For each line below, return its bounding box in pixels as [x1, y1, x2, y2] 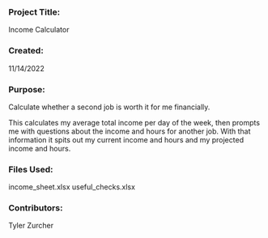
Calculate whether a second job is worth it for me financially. [8, 102, 211, 112]
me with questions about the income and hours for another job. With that [8, 126, 251, 136]
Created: [8, 45, 45, 57]
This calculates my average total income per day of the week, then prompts [8, 117, 261, 127]
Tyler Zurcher [8, 221, 54, 231]
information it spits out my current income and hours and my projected [8, 134, 245, 144]
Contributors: [8, 202, 63, 214]
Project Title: [8, 6, 61, 18]
